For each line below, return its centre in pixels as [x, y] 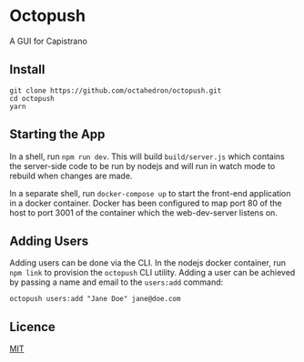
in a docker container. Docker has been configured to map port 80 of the [146, 203]
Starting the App [57, 134]
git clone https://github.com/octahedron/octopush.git [116, 90]
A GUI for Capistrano [49, 41]
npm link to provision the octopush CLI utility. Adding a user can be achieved [152, 273]
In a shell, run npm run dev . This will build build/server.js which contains [147, 156]
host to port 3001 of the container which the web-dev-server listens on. [143, 212]
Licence [33, 327]
